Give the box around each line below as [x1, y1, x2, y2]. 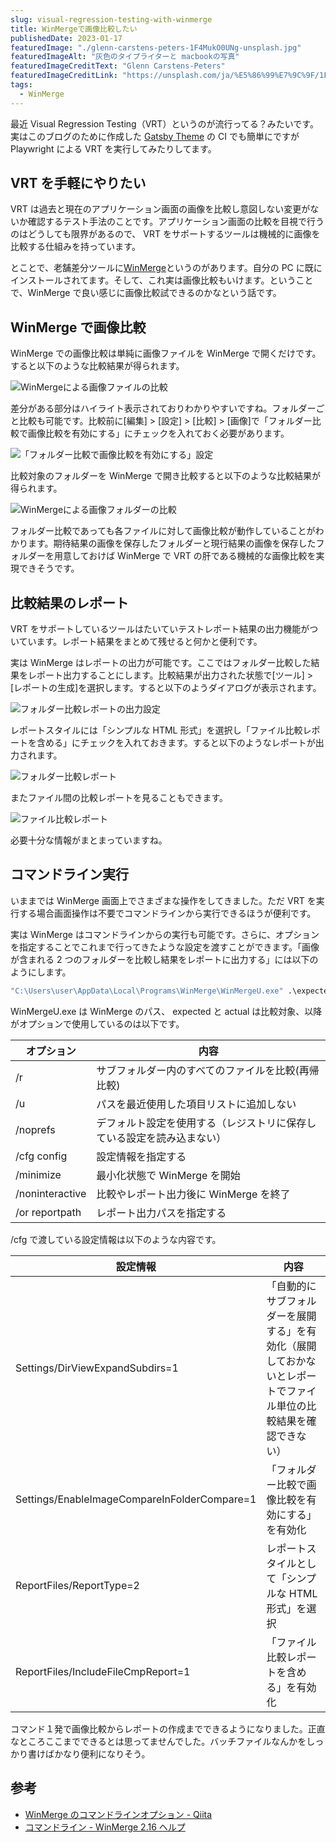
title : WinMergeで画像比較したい [10, 24, 138, 34]
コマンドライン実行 [10, 866, 129, 883]
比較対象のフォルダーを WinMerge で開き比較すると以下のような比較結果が [10, 470, 321, 482]
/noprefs [15, 1122, 56, 1136]
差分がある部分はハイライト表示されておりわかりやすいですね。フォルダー [10, 402, 317, 415]
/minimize [15, 1167, 62, 1181]
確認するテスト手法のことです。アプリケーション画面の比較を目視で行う [27, 216, 325, 228]
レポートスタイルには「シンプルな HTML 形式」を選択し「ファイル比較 [10, 724, 303, 736]
